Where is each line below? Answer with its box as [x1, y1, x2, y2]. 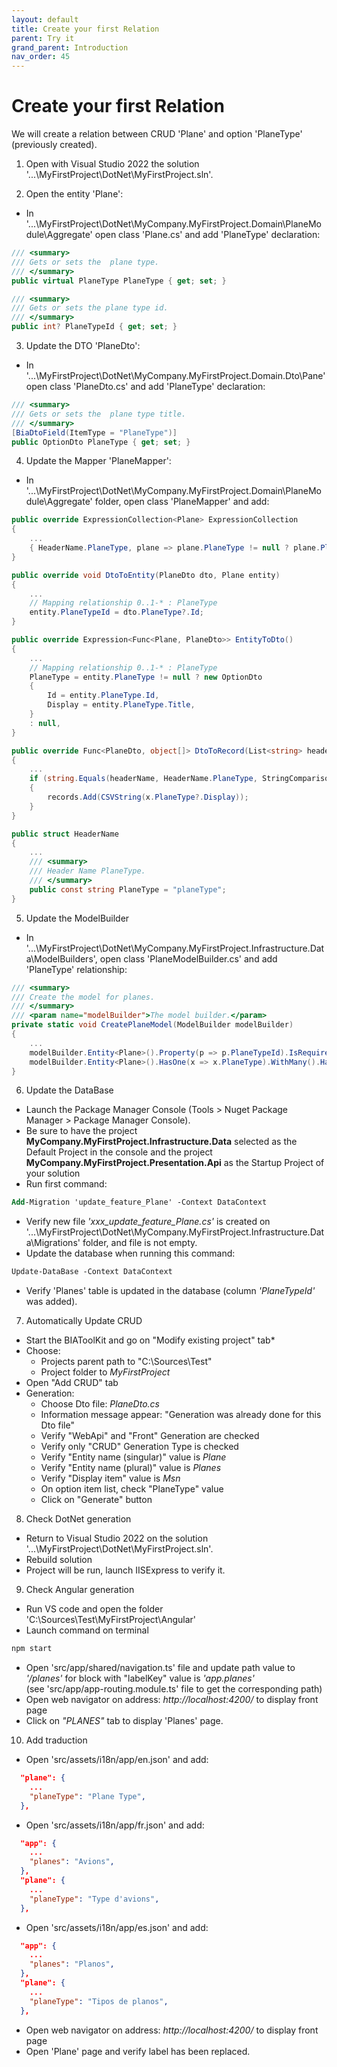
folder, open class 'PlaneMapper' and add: [94, 496, 270, 508]
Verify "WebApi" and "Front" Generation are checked [40, 1430, 260, 1442]
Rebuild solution [25, 1554, 93, 1566]
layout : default [11, 14, 79, 25]
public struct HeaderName [11, 829, 119, 839]
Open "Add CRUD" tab [25, 1377, 119, 1389]
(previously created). [11, 139, 98, 151]
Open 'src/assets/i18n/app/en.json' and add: [25, 1754, 209, 1766]
